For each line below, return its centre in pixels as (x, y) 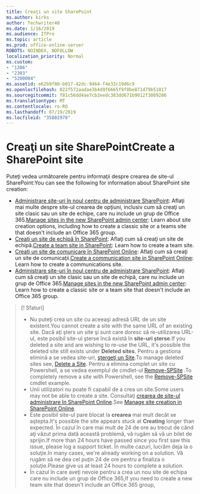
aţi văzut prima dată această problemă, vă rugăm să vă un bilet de (111, 434)
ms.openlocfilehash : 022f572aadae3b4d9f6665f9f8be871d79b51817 (87, 90)
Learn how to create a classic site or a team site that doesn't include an (102, 290)
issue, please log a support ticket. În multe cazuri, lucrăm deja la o (111, 447)
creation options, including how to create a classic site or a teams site (101, 226)
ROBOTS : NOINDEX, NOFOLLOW (40, 51)
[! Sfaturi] (33, 308)
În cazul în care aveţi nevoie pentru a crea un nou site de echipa (108, 472)
